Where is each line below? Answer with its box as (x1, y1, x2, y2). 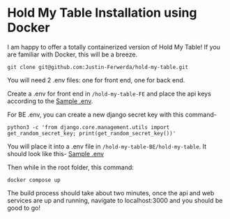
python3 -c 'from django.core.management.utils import (7, 123, 170, 130)
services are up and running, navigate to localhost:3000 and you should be (7, 196, 223, 204)
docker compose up (7, 176, 61, 183)
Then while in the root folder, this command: (7, 163, 135, 172)
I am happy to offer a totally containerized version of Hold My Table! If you (7, 43, 221, 51)
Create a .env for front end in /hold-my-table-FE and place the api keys (7, 89, 211, 98)
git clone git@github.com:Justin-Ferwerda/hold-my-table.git (7, 63, 189, 70)
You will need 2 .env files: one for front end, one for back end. (7, 75, 185, 84)
